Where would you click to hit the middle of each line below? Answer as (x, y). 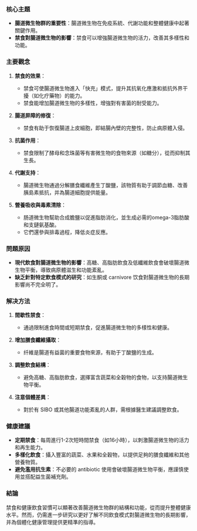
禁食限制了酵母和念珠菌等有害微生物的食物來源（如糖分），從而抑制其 (107, 153)
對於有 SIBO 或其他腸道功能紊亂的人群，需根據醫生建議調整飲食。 (103, 410)
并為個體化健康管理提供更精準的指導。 (52, 522)
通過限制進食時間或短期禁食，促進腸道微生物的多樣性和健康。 (98, 327)
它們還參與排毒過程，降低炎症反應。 (67, 232)
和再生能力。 (30, 448)
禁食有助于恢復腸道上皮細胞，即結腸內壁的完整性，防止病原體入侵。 (106, 128)
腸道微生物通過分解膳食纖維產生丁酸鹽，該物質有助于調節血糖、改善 (106, 185)
